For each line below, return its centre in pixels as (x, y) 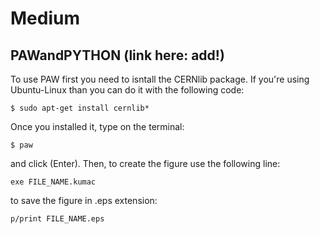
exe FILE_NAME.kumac (53, 182)
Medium (45, 18)
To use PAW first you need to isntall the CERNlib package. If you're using (160, 79)
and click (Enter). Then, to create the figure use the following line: (145, 163)
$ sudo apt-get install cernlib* (80, 108)
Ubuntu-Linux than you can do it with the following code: (127, 90)
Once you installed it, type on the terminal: (97, 126)
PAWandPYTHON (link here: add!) (117, 55)
